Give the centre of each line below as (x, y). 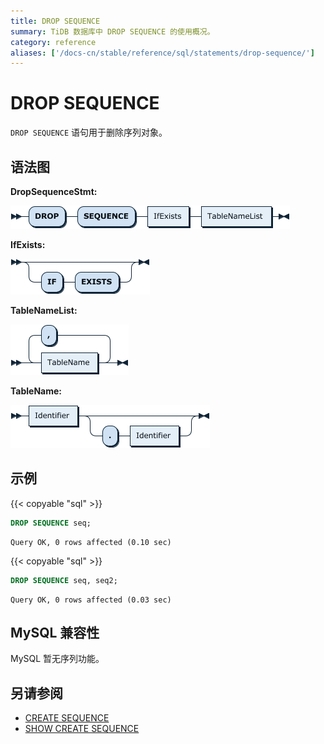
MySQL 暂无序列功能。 (57, 659)
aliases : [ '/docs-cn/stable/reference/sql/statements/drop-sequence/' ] (162, 53)
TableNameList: (44, 310)
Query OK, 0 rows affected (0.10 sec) (91, 542)
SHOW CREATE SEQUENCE (82, 729)
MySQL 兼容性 (55, 632)
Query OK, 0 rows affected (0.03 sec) (91, 600)
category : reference (53, 42)
